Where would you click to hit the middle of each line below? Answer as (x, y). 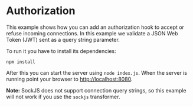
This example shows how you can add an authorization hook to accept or (95, 27)
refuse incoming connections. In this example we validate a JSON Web (92, 33)
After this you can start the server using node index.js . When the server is (97, 72)
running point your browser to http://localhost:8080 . (69, 79)
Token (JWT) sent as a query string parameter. (63, 39)
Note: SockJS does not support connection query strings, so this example (97, 90)
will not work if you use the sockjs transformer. (63, 97)
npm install (21, 62)
